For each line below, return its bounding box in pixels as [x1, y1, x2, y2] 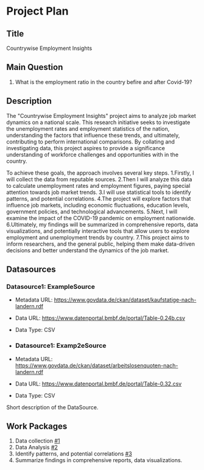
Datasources [6, 264, 56, 275]
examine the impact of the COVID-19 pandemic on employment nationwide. [6, 214, 196, 221]
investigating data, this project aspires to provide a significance [6, 144, 166, 151]
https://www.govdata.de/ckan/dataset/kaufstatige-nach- [54, 296, 197, 303]
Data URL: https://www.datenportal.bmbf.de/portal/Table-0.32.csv [15, 380, 182, 387]
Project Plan [6, 4, 69, 18]
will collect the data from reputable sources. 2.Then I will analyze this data [6, 175, 192, 183]
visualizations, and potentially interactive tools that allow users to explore [6, 227, 190, 235]
